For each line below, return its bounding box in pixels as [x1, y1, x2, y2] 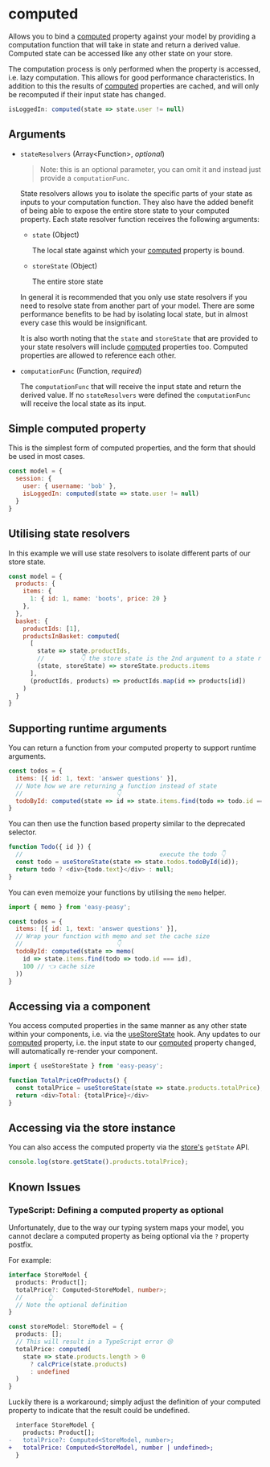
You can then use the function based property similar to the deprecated [8, 819, 246, 829]
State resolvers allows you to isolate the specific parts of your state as [19, 188, 253, 198]
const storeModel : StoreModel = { [8, 1323, 125, 1331]
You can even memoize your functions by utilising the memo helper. [8, 887, 227, 897]
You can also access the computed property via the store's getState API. [8, 1142, 250, 1152]
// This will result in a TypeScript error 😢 [15, 1338, 174, 1346]
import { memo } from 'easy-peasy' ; [8, 903, 131, 911]
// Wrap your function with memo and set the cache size [15, 932, 211, 940]
